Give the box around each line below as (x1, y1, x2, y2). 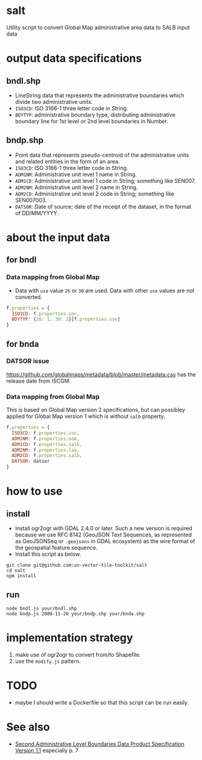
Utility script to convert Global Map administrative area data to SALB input (6, 24, 191, 31)
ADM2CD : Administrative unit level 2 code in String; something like (15, 190, 174, 197)
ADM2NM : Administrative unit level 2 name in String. (15, 183, 138, 191)
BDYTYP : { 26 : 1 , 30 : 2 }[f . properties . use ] (11, 317, 120, 323)
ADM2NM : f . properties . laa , (11, 447, 80, 453)
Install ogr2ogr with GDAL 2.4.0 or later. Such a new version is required (15, 525, 192, 532)
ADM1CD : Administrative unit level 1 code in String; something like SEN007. (15, 177, 196, 184)
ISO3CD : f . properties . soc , (11, 310, 80, 317)
